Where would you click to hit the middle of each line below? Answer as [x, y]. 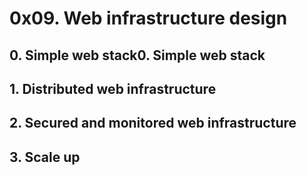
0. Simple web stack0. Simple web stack [137, 55]
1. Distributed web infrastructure [113, 88]
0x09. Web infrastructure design [148, 18]
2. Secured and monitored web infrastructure [153, 123]
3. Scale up [45, 157]
